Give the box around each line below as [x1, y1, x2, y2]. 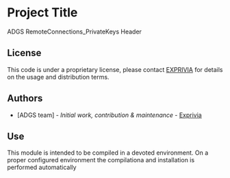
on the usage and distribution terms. [7, 73, 110, 81]
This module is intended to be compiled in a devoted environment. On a [7, 149, 209, 157]
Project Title [7, 5, 78, 21]
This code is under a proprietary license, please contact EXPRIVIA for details [7, 65, 223, 73]
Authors [7, 92, 43, 104]
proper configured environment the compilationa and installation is [7, 156, 195, 164]
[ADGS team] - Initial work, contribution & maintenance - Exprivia [16, 111, 202, 119]
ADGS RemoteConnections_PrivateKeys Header [7, 27, 142, 36]
